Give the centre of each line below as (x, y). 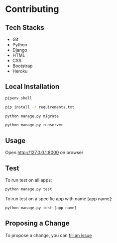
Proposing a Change (37, 223)
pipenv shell (19, 98)
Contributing (32, 9)
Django (20, 50)
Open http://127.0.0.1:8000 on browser (44, 153)
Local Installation (32, 87)
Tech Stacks (25, 28)
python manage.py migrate (32, 116)
